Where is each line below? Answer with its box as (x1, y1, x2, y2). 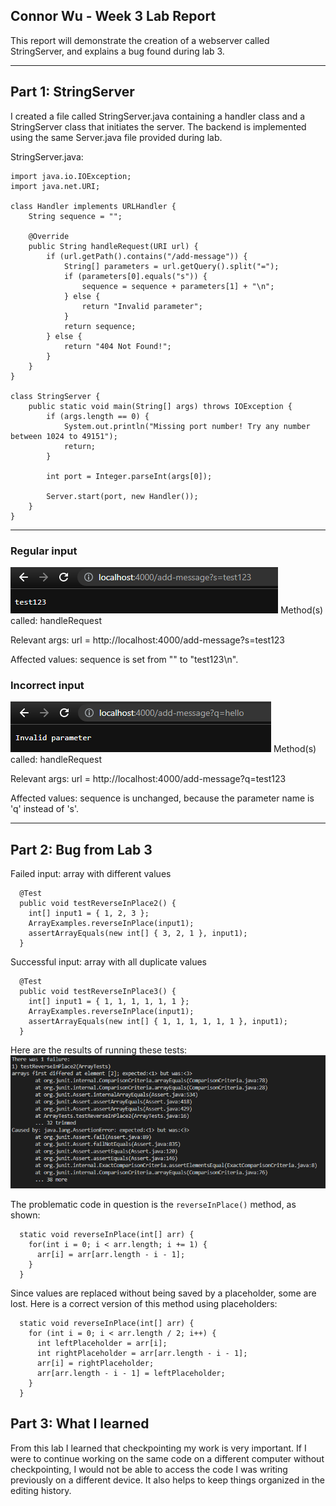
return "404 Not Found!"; (63, 341, 172, 351)
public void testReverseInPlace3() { (19, 987, 177, 997)
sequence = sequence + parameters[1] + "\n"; (81, 281, 275, 291)
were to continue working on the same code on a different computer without (10, 1452, 325, 1464)
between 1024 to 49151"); (10, 431, 118, 441)
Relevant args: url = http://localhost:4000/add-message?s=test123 (10, 634, 285, 646)
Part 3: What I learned (10, 1415, 150, 1433)
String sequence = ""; (28, 211, 123, 221)
